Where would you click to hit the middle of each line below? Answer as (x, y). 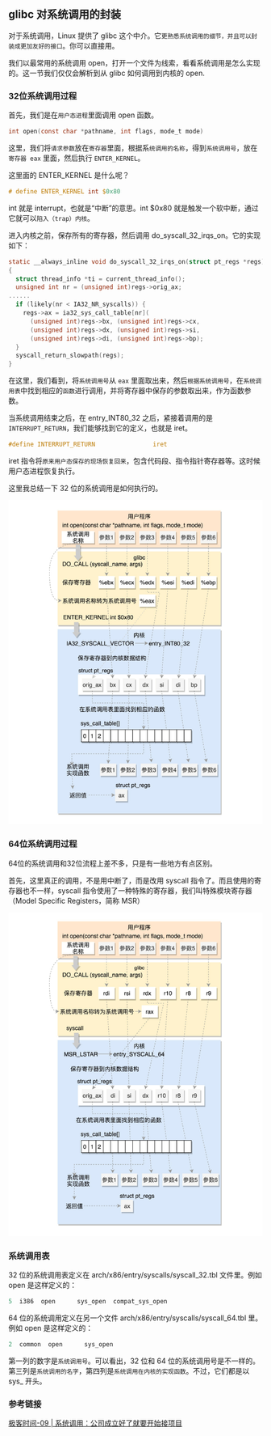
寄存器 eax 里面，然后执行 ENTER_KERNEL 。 (77, 158)
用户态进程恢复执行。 (44, 471)
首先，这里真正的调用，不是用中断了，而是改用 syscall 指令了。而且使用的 (131, 880)
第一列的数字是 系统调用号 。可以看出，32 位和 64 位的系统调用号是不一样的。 (134, 1361)
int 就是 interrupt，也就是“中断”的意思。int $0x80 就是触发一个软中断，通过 (133, 208)
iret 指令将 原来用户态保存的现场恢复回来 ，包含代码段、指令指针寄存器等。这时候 (134, 461)
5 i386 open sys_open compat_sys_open (88, 1302)
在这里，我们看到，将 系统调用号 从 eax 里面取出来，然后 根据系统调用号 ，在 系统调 (135, 381)
